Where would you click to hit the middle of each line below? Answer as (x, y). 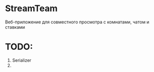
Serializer (22, 60)
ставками (15, 27)
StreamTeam (31, 9)
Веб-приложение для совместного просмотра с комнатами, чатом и (77, 22)
